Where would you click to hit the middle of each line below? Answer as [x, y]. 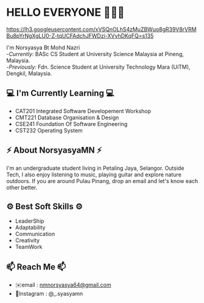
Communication [35, 234]
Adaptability [30, 228]
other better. [22, 187]
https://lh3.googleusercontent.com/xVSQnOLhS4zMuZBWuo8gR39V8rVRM [101, 29]
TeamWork [29, 247]
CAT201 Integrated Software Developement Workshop [83, 111]
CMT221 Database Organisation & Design [67, 117]
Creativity [27, 240]
